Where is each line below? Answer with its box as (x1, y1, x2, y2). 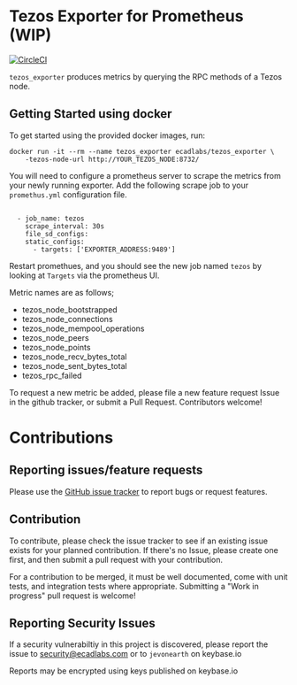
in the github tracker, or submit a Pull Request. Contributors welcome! (9, 396, 263, 407)
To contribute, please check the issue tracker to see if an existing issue (9, 535, 269, 546)
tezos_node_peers (21, 332, 90, 342)
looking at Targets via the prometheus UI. (9, 270, 160, 281)
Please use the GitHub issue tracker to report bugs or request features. (9, 486, 268, 496)
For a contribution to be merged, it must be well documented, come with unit (9, 571, 288, 581)
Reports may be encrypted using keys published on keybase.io (9, 666, 239, 676)
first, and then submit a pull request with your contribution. (9, 554, 224, 565)
